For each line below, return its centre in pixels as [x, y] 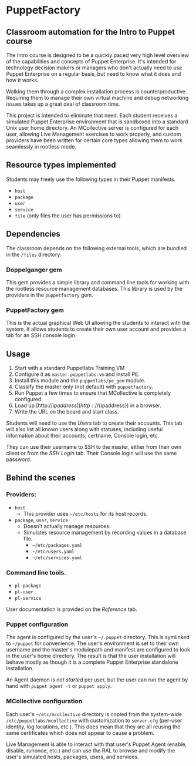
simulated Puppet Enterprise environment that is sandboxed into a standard [97, 122]
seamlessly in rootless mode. [41, 147]
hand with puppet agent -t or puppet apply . [59, 686]
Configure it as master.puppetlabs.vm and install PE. [77, 374]
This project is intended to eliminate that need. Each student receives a [92, 115]
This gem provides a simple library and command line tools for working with [98, 282]
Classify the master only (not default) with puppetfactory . [84, 387]
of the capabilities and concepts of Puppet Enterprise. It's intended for [91, 61]
